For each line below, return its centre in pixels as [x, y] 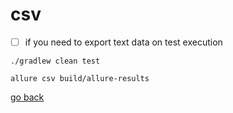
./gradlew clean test [55, 61]
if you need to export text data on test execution [123, 42]
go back [27, 97]
